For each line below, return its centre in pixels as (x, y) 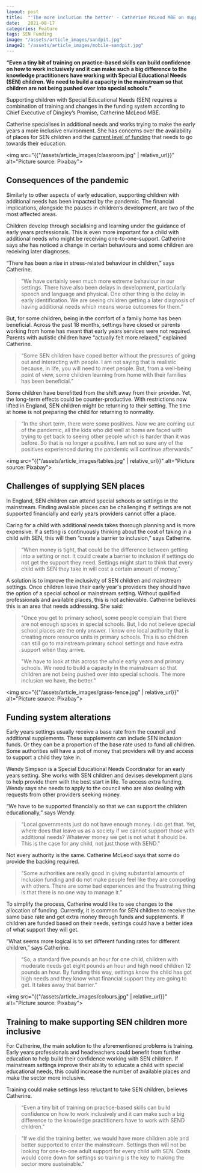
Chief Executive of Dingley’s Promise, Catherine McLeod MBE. (83, 113)
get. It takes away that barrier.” (59, 985)
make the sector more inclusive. (46, 1078)
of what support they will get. (43, 930)
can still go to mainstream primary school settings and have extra (102, 643)
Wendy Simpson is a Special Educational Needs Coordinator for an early (96, 769)
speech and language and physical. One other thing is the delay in (103, 294)
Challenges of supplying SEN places (76, 486)
